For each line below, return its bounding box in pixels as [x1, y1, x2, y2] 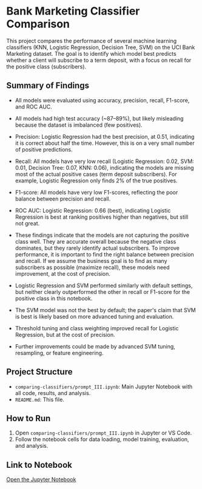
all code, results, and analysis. [15, 389, 91, 396]
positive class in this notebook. [15, 294, 93, 302]
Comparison [6, 17, 70, 31]
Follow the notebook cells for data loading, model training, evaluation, [15, 436, 189, 443]
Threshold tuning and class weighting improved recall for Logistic [15, 324, 179, 331]
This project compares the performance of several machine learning [6, 37, 177, 44]
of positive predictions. [15, 145, 73, 153]
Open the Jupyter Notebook [6, 476, 76, 483]
